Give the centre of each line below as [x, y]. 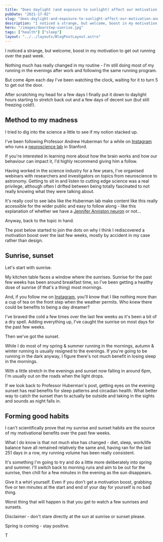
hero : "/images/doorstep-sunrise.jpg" [44, 28]
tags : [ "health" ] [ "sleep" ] [33, 32]
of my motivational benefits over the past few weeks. [58, 433]
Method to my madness [41, 120]
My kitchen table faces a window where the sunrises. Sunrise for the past [78, 277]
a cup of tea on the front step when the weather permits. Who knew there [79, 302]
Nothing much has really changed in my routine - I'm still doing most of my [80, 65]
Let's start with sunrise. [29, 267]
